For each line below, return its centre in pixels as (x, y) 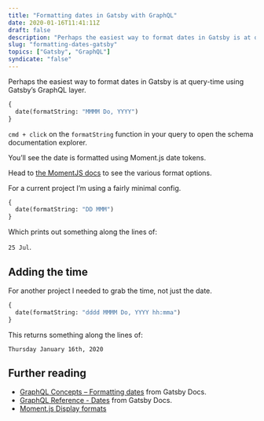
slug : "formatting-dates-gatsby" (63, 45)
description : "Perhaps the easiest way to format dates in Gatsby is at (130, 37)
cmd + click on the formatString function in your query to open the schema (131, 134)
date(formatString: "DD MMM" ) (64, 210)
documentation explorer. (48, 142)
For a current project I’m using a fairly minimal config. (95, 188)
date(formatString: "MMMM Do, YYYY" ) (77, 112)
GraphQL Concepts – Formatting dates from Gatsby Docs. (113, 392)
